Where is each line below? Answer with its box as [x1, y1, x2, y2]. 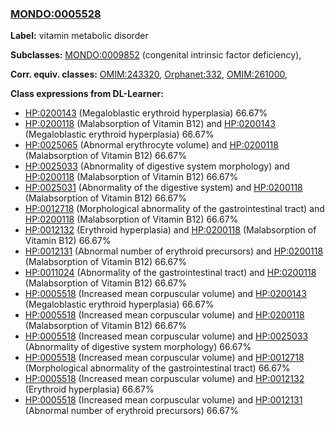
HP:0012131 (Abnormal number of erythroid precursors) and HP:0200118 [24, 245, 324, 257]
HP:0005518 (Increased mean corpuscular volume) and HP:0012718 [24, 352, 305, 364]
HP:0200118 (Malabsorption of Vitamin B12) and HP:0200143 [24, 118, 276, 130]
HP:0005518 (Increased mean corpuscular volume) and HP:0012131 [24, 394, 303, 406]
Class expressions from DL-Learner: [10, 88, 164, 100]
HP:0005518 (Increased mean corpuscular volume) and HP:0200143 [24, 288, 307, 300]
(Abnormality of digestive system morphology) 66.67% [24, 341, 252, 353]
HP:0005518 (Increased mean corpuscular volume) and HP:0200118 [24, 309, 305, 321]
